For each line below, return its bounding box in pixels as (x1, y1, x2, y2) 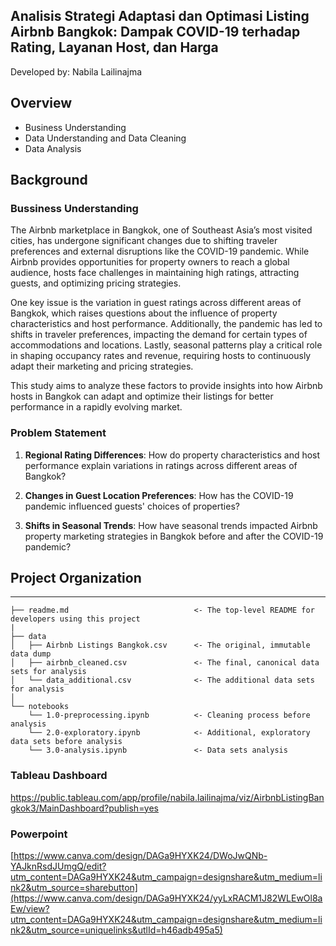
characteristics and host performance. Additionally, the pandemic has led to (10, 318, 323, 330)
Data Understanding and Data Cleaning (24, 132, 187, 144)
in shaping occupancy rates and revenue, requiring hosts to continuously (10, 350, 312, 362)
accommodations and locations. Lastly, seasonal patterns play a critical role (10, 339, 323, 351)
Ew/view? (10, 903, 50, 915)
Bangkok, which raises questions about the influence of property (10, 307, 278, 319)
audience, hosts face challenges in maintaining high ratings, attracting (10, 267, 300, 279)
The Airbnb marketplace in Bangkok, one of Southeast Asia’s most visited (10, 224, 313, 236)
